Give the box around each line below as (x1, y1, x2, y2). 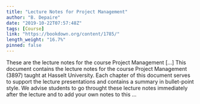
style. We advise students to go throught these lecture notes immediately (6, 84, 188, 91)
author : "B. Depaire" (6, 14, 61, 20)
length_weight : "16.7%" (6, 37, 66, 43)
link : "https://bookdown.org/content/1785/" (6, 31, 120, 37)
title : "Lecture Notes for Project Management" (6, 8, 128, 15)
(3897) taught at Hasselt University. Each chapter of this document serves (6, 72, 191, 79)
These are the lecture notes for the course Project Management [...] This (6, 58, 187, 66)
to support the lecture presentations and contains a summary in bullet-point (6, 78, 194, 85)
